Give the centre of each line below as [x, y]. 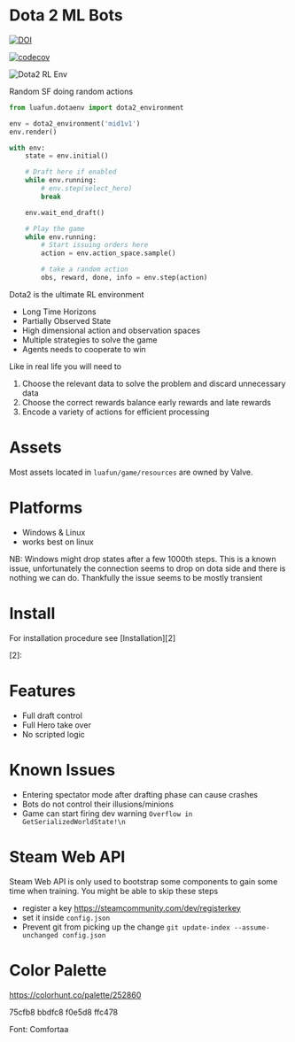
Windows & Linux [54, 532]
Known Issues [62, 770]
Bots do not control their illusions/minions [98, 804]
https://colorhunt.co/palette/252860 [75, 995]
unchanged [40, 935]
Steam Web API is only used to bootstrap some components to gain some [144, 881]
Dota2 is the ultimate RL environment [77, 294]
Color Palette [58, 970]
